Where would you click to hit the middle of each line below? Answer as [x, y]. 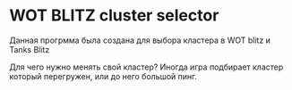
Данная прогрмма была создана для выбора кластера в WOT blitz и [140, 40]
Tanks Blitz [30, 49]
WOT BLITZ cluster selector [114, 16]
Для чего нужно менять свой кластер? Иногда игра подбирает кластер [146, 67]
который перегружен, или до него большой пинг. [103, 76]
